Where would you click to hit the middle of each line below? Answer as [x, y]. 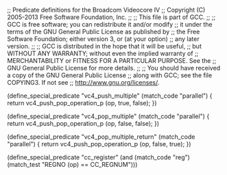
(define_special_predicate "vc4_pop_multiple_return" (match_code [101, 137]
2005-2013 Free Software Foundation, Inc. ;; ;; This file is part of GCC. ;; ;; [111, 17]
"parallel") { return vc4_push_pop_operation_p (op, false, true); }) [99, 144]
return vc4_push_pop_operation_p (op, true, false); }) [82, 103]
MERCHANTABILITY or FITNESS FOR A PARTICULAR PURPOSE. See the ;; [112, 60]
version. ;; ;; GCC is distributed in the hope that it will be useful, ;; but [105, 46]
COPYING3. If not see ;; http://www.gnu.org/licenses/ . [83, 82]
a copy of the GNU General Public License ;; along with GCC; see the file [110, 75]
